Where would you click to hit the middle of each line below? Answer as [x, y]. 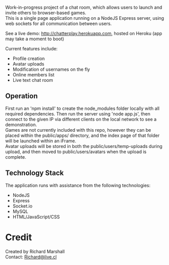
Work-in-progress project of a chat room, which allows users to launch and [84, 7]
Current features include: [31, 49]
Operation [22, 96]
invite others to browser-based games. [46, 13]
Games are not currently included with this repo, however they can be [78, 130]
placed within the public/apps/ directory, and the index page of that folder [82, 135]
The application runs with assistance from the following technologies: [78, 185]
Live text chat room [33, 80]
